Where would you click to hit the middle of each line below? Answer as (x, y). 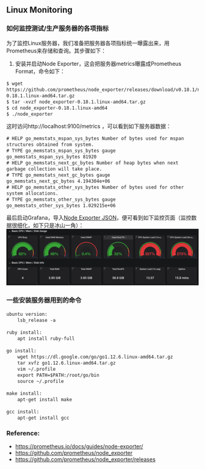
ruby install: (24, 332)
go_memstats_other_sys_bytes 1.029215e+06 (61, 206)
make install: (24, 393)
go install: (21, 351)
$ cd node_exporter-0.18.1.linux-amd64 (57, 108)
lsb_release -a (37, 320)
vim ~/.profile (37, 369)
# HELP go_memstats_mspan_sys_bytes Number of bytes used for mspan (95, 138)
